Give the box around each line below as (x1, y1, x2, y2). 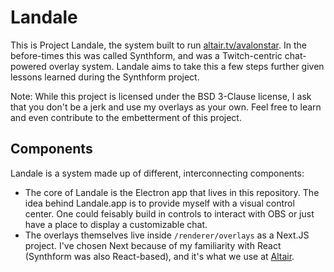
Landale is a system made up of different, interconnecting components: (10, 167, 305, 179)
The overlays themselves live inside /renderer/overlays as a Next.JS (24, 229, 310, 241)
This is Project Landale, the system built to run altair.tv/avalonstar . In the (10, 39, 307, 51)
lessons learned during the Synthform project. (10, 71, 200, 83)
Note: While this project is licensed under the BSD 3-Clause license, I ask (10, 90, 312, 102)
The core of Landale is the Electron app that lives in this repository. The (24, 186, 320, 198)
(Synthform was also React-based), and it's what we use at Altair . (24, 250, 295, 262)
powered (10, 60, 47, 72)
